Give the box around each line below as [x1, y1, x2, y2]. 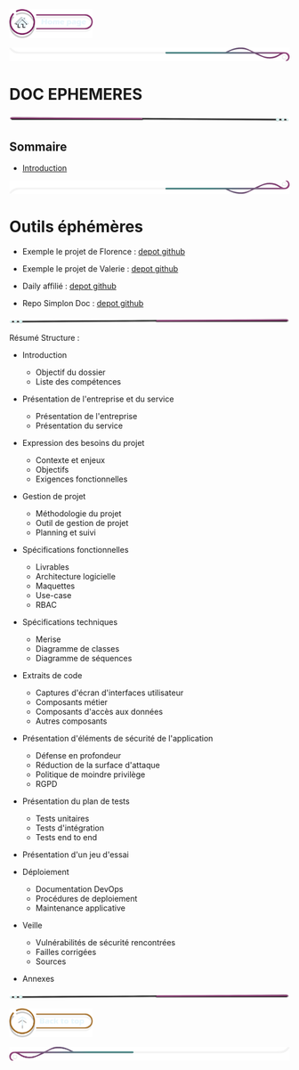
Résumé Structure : [9, 333, 80, 344]
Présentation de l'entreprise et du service [21, 393, 174, 404]
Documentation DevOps [35, 884, 124, 895]
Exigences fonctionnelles [35, 474, 128, 484]
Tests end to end [35, 832, 98, 843]
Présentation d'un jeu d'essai [21, 849, 129, 860]
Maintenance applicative [35, 903, 126, 913]
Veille [21, 920, 43, 931]
